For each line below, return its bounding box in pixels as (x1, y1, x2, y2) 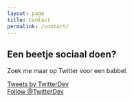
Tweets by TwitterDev (7, 80, 69, 88)
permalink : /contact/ (7, 23, 69, 30)
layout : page (7, 10, 45, 17)
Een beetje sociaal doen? (7, 48, 117, 60)
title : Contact (7, 17, 51, 23)
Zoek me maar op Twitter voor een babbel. (7, 67, 129, 75)
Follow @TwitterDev (7, 88, 64, 96)
